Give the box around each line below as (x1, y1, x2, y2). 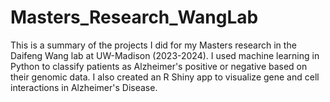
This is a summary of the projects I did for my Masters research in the (10, 39, 297, 51)
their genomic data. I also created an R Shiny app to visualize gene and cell (10, 71, 320, 83)
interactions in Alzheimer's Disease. (10, 81, 158, 93)
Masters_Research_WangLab (10, 6, 259, 29)
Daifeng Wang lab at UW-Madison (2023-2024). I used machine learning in (10, 49, 320, 61)
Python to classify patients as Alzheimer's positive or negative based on (10, 60, 308, 72)
